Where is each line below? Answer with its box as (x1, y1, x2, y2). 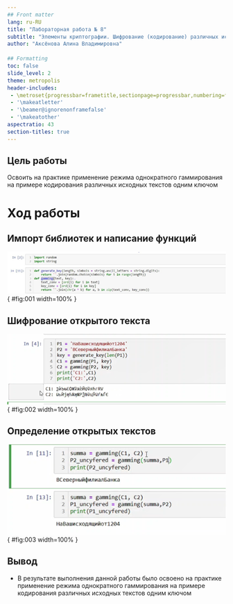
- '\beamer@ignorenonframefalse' (10, 106, 107, 114)
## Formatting (7, 56, 49, 62)
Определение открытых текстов (7, 426, 156, 437)
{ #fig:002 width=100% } (7, 405, 78, 413)
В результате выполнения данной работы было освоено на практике (17, 573, 222, 582)
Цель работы (7, 155, 67, 167)
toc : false (7, 62, 39, 69)
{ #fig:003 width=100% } (7, 535, 78, 544)
